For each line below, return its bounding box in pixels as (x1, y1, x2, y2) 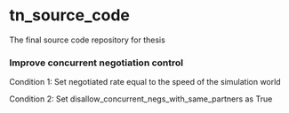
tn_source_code (9, 5, 131, 26)
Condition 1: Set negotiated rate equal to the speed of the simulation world (9, 77, 282, 87)
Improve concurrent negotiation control (9, 56, 184, 69)
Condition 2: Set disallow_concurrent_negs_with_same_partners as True (9, 94, 273, 104)
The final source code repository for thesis (9, 34, 166, 45)
